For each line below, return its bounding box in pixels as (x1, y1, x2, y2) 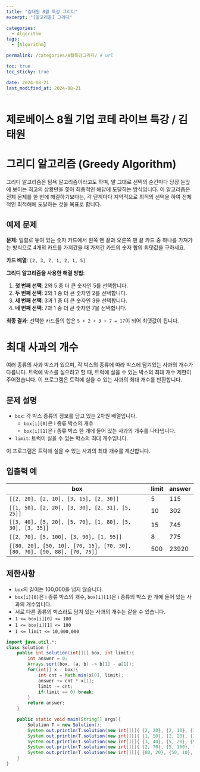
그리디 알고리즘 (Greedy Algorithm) (6, 157, 177, 171)
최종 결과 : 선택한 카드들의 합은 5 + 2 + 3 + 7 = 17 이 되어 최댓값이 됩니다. (6, 317, 180, 324)
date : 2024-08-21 (6, 79, 49, 85)
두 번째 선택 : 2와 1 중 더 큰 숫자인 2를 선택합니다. (14, 290, 127, 297)
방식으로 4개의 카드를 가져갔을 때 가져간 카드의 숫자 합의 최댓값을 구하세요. (12, 244, 186, 251)
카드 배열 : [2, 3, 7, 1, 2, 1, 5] (6, 257, 86, 264)
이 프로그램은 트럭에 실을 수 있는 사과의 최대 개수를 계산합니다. (6, 447, 151, 454)
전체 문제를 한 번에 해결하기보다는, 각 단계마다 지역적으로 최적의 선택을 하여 (6, 193, 181, 200)
